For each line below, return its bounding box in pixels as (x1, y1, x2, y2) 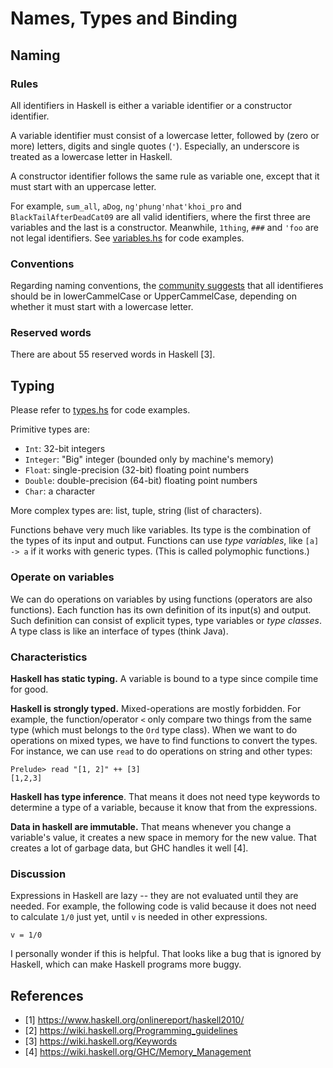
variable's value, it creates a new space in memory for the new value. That (10, 831, 317, 843)
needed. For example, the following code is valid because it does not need (10, 900, 317, 912)
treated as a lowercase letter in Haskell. (10, 150, 173, 162)
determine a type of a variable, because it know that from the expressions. (10, 801, 318, 813)
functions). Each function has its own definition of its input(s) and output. (10, 603, 312, 616)
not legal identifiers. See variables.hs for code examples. (10, 232, 245, 244)
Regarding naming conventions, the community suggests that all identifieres (10, 280, 324, 292)
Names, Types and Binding (10, 7, 238, 30)
